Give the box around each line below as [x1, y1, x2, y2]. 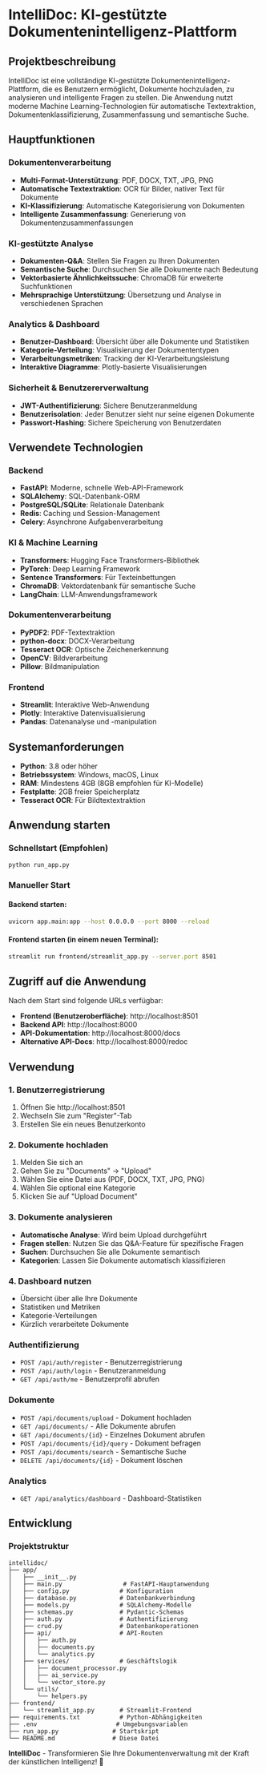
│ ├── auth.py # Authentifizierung [8, 1615, 188, 1623]
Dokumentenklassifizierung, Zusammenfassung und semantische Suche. [8, 110, 249, 119]
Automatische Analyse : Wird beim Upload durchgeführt [19, 1230, 207, 1240]
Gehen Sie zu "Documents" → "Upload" [19, 1166, 152, 1175]
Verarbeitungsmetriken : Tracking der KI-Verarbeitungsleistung [19, 354, 230, 364]
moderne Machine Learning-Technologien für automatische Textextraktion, [8, 102, 256, 111]
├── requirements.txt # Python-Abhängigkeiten [8, 1713, 203, 1721]
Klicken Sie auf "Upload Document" [19, 1191, 138, 1201]
